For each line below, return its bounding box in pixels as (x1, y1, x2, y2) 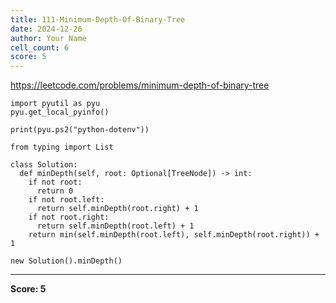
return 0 (36, 186, 74, 196)
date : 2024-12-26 (10, 24, 83, 34)
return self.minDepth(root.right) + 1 (36, 204, 199, 214)
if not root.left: (28, 195, 105, 205)
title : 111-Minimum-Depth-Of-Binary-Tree (10, 14, 186, 25)
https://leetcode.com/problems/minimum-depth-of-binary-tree (10, 79, 270, 91)
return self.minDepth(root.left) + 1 (36, 221, 195, 231)
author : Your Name (10, 33, 87, 43)
